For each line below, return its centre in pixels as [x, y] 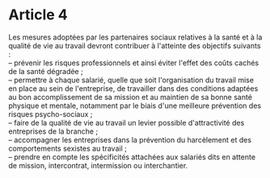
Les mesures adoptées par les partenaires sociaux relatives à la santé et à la [135, 37]
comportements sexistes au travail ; [67, 148]
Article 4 [38, 15]
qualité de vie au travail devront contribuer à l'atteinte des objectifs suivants [135, 45]
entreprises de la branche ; [53, 131]
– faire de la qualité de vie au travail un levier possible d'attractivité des [127, 122]
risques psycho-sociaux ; [51, 114]
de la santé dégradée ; [46, 71]
